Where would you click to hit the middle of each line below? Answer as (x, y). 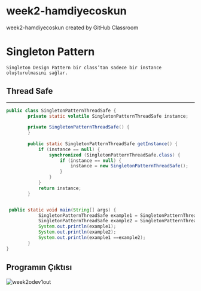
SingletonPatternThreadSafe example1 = (88, 215)
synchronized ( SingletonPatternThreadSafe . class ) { (115, 155)
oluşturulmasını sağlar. (37, 73)
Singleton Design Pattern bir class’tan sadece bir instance (84, 68)
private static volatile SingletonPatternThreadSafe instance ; (108, 116)
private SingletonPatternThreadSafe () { (79, 127)
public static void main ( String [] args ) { (63, 210)
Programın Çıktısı (39, 267)
